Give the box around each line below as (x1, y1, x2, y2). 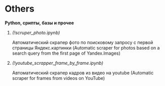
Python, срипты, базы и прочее (5, 20, 74, 26)
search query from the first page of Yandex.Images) (12, 50, 121, 56)
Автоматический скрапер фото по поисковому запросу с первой (12, 39, 153, 46)
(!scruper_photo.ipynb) (12, 29, 60, 35)
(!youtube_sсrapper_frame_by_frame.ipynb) (12, 60, 104, 66)
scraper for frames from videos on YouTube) (12, 75, 105, 81)
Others (5, 3, 35, 15)
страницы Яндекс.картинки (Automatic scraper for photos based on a (12, 45, 160, 51)
